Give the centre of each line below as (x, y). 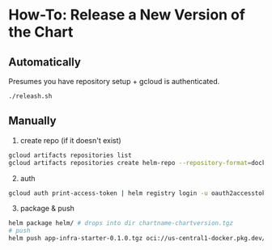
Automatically (45, 62)
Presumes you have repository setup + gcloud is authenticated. (114, 81)
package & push (47, 209)
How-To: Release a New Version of (127, 15)
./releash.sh (30, 96)
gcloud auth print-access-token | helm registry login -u (108, 193)
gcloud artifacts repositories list (70, 155)
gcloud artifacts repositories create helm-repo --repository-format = (130, 163)
